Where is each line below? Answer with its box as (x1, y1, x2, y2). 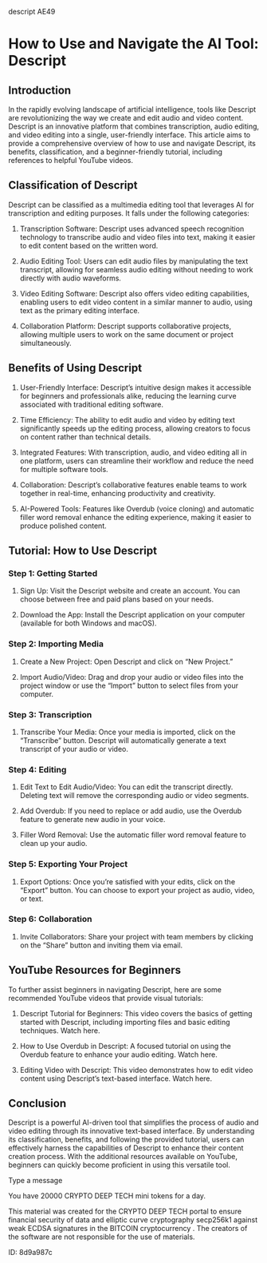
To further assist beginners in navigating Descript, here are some (8, 984, 222, 994)
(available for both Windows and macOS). (19, 618, 157, 628)
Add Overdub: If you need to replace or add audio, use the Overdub (19, 806, 242, 816)
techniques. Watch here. (19, 1026, 100, 1035)
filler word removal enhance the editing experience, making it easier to (19, 512, 252, 522)
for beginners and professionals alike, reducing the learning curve (19, 391, 237, 400)
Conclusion (8, 1097, 67, 1110)
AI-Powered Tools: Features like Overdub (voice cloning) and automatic (19, 503, 255, 514)
